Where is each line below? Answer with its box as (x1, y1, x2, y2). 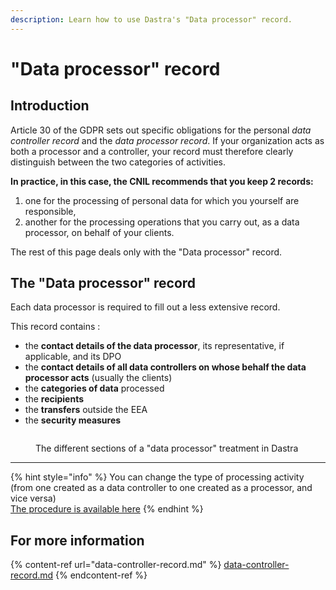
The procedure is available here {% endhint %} (10, 503, 204, 515)
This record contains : (10, 321, 101, 333)
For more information (10, 532, 145, 549)
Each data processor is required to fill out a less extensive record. (10, 301, 281, 313)
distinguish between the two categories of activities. (10, 156, 227, 168)
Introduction (10, 97, 90, 115)
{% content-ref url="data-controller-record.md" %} (10, 559, 222, 571)
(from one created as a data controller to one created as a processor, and (10, 482, 313, 494)
